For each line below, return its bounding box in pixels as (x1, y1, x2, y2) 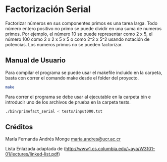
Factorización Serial (5, 4, 91, 15)
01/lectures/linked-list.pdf (5, 151, 59, 157)
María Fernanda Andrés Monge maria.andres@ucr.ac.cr (5, 136, 121, 142)
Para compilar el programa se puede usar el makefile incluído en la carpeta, (5, 69, 162, 75)
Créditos (5, 122, 33, 131)
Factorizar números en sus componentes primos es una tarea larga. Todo (5, 20, 158, 26)
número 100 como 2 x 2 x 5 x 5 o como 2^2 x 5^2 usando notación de (5, 36, 150, 42)
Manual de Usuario (5, 56, 66, 65)
